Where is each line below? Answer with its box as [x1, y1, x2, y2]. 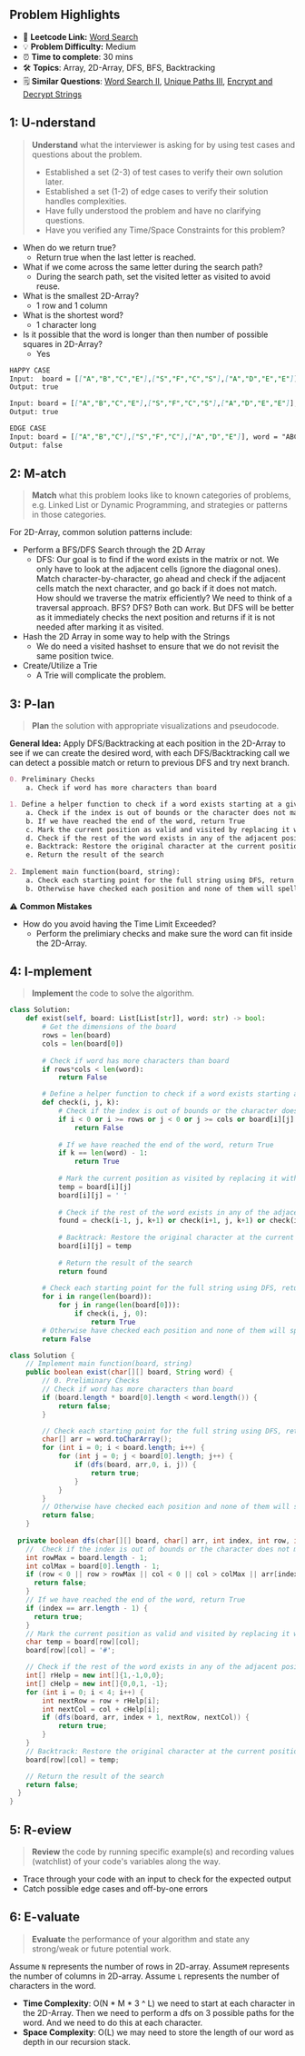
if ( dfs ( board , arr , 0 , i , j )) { [74, 1460, 197, 1470]
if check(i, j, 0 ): [74, 1309, 148, 1318]
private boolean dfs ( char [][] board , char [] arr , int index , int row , [17, 1535, 290, 1545]
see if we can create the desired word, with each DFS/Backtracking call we [9, 748, 290, 759]
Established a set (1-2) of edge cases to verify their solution [44, 185, 269, 196]
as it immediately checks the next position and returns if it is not [35, 612, 275, 623]
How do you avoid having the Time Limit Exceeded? [22, 918, 217, 929]
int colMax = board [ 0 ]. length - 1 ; [25, 1562, 161, 1571]
